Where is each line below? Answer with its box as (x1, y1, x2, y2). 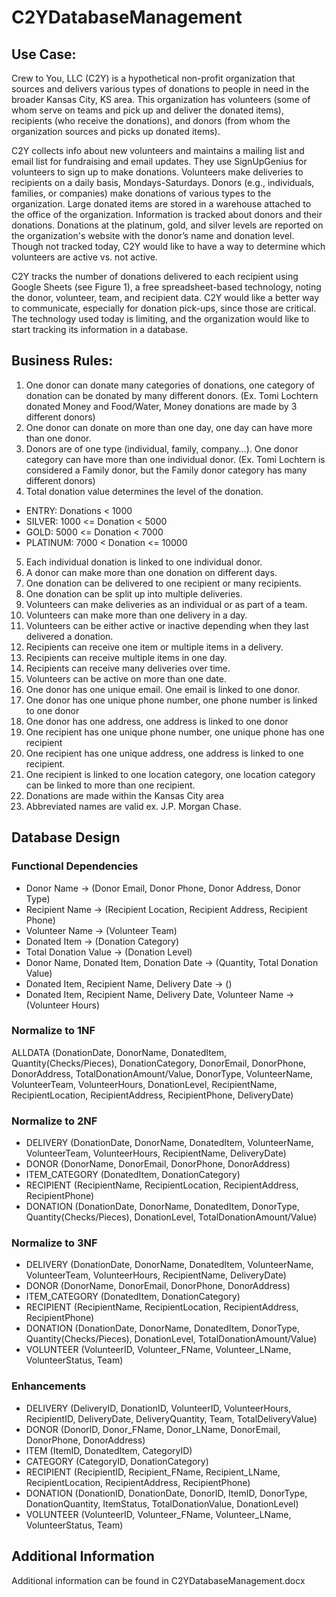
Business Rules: (11, 352, 114, 370)
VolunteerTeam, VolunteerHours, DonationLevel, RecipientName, (11, 1078, 278, 1090)
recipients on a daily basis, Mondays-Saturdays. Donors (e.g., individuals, (11, 177, 315, 188)
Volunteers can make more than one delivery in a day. (25, 609, 248, 621)
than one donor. (25, 432, 92, 444)
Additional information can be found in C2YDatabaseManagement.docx (11, 1574, 306, 1586)
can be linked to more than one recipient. (25, 779, 196, 791)
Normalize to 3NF (11, 1236, 98, 1250)
